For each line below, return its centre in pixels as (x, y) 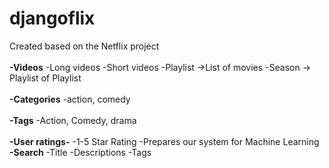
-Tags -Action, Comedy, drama (73, 120)
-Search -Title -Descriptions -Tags (80, 152)
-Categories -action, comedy (70, 99)
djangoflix (52, 18)
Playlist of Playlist (45, 78)
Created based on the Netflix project (84, 46)
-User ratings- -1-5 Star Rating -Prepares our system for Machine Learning (164, 141)
